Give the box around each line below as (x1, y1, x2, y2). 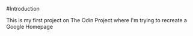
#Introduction (6, 5, 40, 12)
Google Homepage (6, 23, 53, 30)
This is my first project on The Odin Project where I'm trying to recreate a (6, 17, 188, 23)
